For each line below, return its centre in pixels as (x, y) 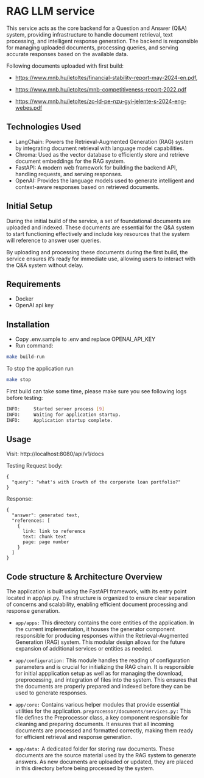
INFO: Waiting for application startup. (64, 415)
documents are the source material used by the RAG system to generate (106, 755)
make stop (19, 380)
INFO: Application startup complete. (60, 420)
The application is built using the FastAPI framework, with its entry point (97, 591)
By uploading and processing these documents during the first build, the (97, 252)
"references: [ (31, 521)
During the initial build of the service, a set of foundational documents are (99, 221)
